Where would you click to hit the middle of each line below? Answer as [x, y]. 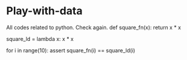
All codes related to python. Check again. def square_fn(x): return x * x [94, 27]
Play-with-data [44, 11]
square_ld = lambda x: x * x [40, 39]
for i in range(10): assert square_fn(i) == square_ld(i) [71, 50]
